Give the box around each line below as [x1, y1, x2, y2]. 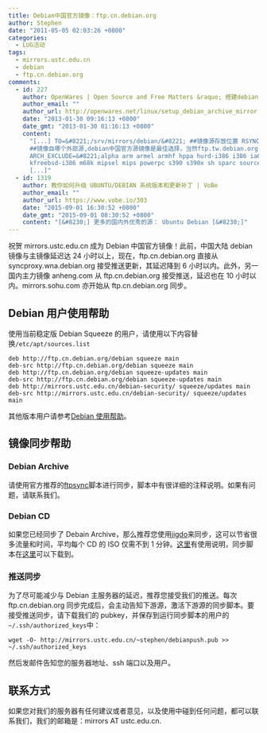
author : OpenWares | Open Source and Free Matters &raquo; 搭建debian [22, 93, 259, 101]
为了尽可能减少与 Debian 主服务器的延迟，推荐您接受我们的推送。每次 [8, 591, 238, 600]
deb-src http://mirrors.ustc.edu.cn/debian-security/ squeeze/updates [8, 389, 247, 397]
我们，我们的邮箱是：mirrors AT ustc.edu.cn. [14, 716, 162, 726]
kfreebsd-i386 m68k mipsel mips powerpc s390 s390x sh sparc [29, 160, 237, 168]
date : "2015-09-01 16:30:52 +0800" [22, 203, 141, 211]
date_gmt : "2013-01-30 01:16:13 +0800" [22, 122, 155, 130]
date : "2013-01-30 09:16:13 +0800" [22, 115, 141, 123]
